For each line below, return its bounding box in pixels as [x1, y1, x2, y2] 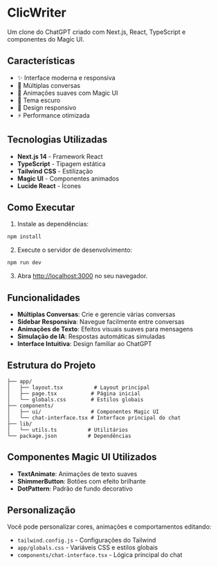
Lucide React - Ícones [17, 181, 82, 190]
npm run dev [7, 259, 42, 266]
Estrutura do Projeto [7, 360, 96, 372]
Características [7, 55, 75, 67]
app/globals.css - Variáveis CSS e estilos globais [17, 543, 158, 551]
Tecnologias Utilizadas [7, 134, 108, 146]
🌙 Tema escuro [17, 95, 61, 104]
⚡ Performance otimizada [17, 111, 90, 119]
